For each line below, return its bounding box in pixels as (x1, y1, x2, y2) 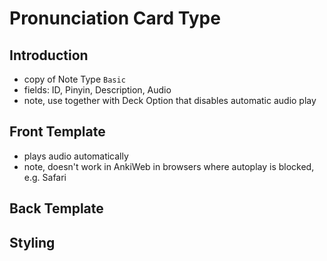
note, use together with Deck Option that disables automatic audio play (23, 95, 317, 106)
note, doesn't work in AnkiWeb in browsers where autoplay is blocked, (23, 160, 315, 172)
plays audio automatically (23, 150, 129, 162)
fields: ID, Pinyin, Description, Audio (23, 84, 172, 96)
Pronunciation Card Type (9, 7, 221, 30)
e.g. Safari (23, 171, 67, 183)
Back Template (9, 200, 104, 217)
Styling (9, 234, 56, 251)
